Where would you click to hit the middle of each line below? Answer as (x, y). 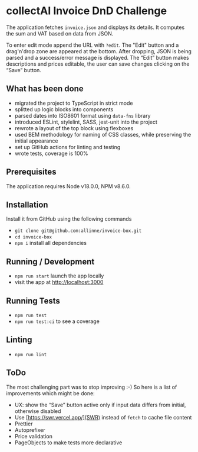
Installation (27, 204)
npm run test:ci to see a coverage (57, 321)
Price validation (34, 436)
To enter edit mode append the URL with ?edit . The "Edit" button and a (93, 45)
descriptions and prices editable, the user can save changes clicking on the (98, 64)
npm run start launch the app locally (59, 276)
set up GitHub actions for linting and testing (67, 147)
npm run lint (31, 354)
